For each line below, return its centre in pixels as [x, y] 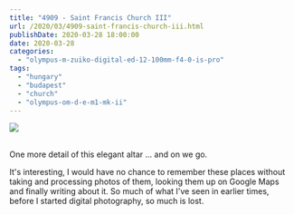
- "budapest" [42, 85]
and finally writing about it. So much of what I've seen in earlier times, [139, 191]
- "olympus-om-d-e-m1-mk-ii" [72, 102]
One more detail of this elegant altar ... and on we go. [109, 154]
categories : [32, 52]
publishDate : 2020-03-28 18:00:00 [75, 34]
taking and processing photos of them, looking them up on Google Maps [144, 181]
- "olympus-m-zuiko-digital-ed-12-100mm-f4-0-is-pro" [121, 60]
